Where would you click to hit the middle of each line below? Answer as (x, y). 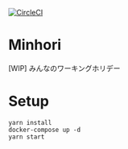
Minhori (35, 45)
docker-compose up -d (45, 130)
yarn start (27, 137)
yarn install (30, 122)
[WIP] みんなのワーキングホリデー (64, 68)
